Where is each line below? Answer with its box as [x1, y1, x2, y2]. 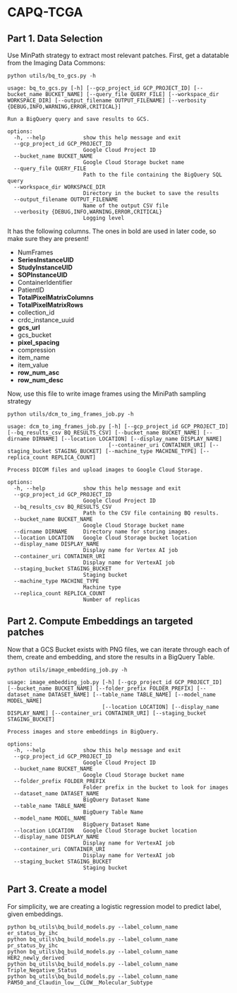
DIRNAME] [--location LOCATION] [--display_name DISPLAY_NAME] [32, 435, 222, 442]
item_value [17, 361, 49, 369]
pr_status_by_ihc [7, 941, 59, 949]
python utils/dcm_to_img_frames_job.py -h [7, 411, 134, 418]
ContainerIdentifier [17, 278, 73, 286]
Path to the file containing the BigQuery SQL [83, 171, 222, 178]
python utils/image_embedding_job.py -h [7, 666, 128, 674]
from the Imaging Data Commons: [7, 59, 106, 67]
